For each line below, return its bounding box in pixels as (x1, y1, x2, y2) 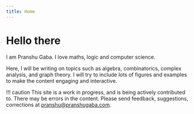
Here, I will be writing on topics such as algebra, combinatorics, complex (6, 65, 182, 72)
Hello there (6, 33, 61, 47)
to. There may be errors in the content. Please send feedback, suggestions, (6, 95, 189, 102)
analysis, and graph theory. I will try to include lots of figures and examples (6, 71, 188, 78)
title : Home (6, 8, 35, 15)
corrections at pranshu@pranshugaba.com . (6, 101, 111, 108)
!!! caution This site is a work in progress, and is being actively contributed (6, 89, 186, 96)
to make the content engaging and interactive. (6, 77, 117, 84)
